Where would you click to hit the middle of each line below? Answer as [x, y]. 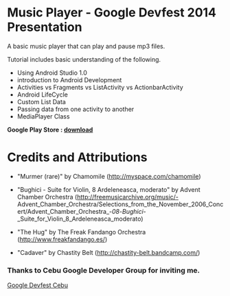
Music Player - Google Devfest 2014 [112, 13]
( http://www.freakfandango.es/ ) [62, 239]
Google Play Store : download [50, 129]
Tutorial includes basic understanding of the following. [84, 59]
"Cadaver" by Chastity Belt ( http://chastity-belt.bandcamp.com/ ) [108, 252]
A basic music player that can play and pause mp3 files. [86, 46]
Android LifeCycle [43, 95]
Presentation [45, 27]
